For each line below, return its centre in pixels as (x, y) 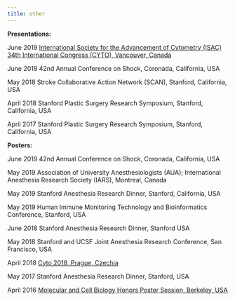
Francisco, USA (30, 249)
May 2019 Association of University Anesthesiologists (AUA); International (114, 172)
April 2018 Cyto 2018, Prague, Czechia (63, 262)
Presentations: (29, 34)
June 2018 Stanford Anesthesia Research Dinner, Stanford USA (99, 228)
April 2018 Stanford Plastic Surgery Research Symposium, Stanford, (105, 103)
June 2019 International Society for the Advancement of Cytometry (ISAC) (115, 47)
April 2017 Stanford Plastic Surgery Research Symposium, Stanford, (105, 124)
